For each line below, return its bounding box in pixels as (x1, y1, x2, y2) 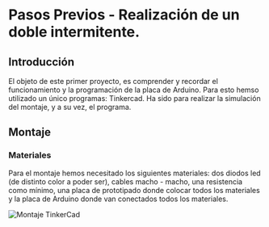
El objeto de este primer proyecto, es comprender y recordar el (8, 77, 218, 86)
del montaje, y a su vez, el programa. (8, 103, 132, 111)
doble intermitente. (8, 23, 140, 41)
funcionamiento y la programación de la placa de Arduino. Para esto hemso (8, 85, 259, 95)
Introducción (8, 55, 75, 69)
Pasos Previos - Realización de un (8, 6, 240, 24)
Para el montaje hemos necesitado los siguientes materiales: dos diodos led (8, 168, 261, 178)
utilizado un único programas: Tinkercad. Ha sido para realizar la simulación (8, 94, 261, 103)
